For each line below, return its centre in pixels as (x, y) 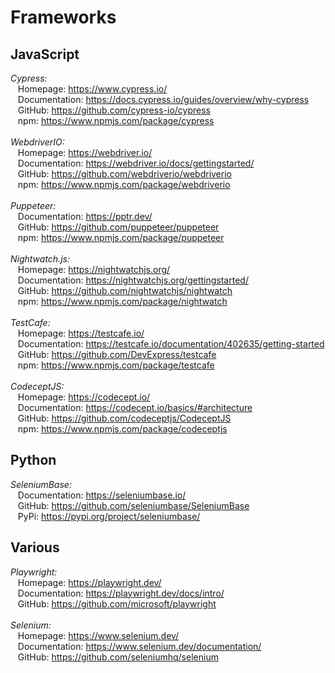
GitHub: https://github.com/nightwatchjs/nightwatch (125, 290)
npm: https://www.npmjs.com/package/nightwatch (122, 301)
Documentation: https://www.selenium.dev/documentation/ (139, 646)
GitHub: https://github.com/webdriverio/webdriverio (124, 174)
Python (33, 460)
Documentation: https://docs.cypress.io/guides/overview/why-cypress (163, 99)
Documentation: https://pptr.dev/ (85, 216)
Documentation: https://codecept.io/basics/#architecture (135, 407)
